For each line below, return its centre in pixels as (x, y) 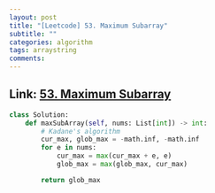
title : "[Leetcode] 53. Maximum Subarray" (88, 26)
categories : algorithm (51, 42)
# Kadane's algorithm (81, 131)
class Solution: (39, 115)
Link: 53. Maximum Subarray (90, 94)
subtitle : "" (33, 34)
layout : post (33, 17)
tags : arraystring (43, 50)
